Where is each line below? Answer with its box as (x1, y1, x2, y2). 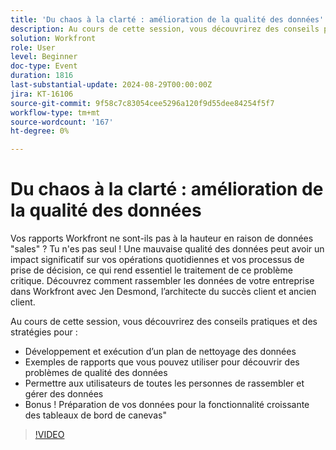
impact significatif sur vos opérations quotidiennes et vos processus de (10, 254, 305, 266)
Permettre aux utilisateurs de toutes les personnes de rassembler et (24, 377, 305, 390)
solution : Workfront (10, 33, 97, 43)
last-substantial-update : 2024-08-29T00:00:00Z (10, 80, 213, 90)
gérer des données (24, 388, 104, 400)
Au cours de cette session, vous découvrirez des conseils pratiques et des (10, 316, 318, 328)
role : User (10, 42, 56, 53)
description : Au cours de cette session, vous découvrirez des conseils (10, 24, 320, 34)
